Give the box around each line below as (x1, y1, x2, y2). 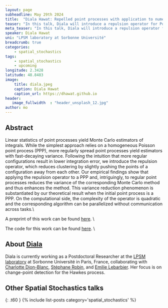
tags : (5, 54, 16, 59)
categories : (5, 45, 30, 50)
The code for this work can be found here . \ (5, 225, 95, 231)
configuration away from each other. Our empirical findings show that (5, 169, 148, 175)
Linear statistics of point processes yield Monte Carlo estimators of (5, 137, 143, 143)
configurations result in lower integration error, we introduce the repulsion (5, 158, 157, 164)
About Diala (5, 240, 42, 248)
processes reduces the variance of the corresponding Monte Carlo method (5, 179, 160, 185)
